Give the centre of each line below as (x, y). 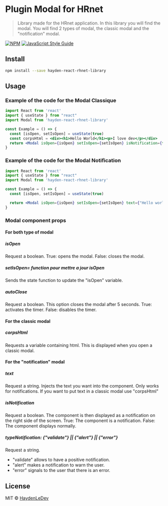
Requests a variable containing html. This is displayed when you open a (79, 345)
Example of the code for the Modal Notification (63, 160)
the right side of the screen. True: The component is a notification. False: (80, 420)
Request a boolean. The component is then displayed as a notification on (80, 415)
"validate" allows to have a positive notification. (61, 460)
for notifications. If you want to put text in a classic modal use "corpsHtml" (82, 391)
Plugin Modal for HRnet (54, 9)
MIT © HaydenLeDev (27, 498)
